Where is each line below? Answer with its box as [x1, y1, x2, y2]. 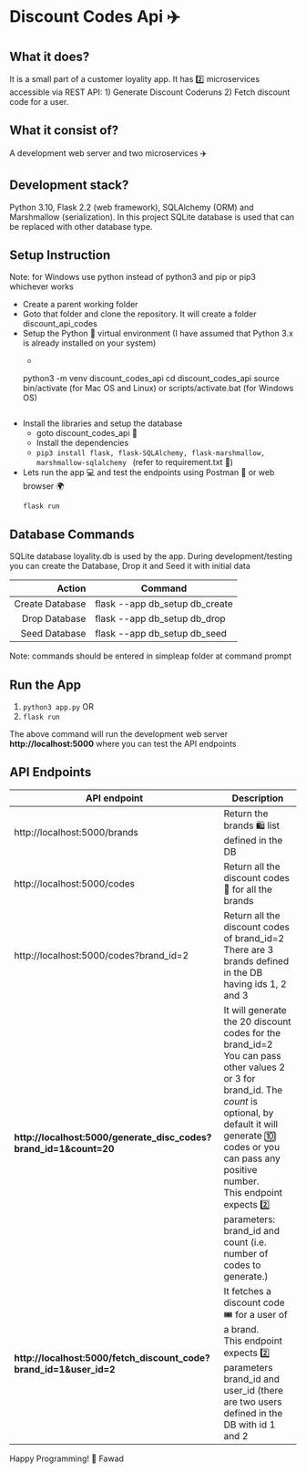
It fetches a [223, 1284, 271, 1297]
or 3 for [223, 1072, 256, 1084]
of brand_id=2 [223, 931, 285, 944]
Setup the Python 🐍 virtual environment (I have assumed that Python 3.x [22, 328, 294, 339]
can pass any [223, 1152, 280, 1165]
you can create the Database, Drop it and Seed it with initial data [9, 561, 250, 572]
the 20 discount [223, 1015, 291, 1028]
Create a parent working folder [22, 299, 138, 310]
